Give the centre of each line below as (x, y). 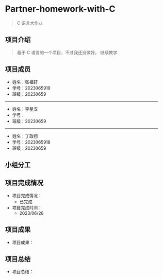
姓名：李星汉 (25, 109)
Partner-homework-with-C (60, 9)
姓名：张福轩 (25, 82)
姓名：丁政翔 (25, 136)
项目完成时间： (27, 208)
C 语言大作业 (30, 23)
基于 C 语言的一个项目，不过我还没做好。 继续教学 (67, 52)
